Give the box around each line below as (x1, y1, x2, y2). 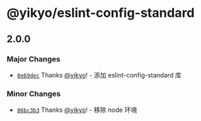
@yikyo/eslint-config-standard (6, 5, 195, 21)
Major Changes (6, 54, 61, 64)
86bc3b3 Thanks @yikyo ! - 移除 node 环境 (16, 106, 137, 114)
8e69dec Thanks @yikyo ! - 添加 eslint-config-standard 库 (16, 70, 182, 79)
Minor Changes (6, 89, 61, 98)
